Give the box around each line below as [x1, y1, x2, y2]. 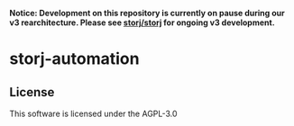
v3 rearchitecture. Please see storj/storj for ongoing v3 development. [9, 17, 275, 28]
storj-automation [9, 49, 140, 69]
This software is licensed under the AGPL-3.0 [9, 108, 178, 119]
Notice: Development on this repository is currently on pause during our [9, 8, 286, 18]
